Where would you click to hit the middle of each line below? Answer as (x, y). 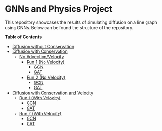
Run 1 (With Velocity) (40, 98)
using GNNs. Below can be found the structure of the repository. (69, 27)
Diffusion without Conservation (43, 46)
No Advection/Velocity (42, 56)
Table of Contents (23, 37)
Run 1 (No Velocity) (45, 62)
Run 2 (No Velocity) (46, 77)
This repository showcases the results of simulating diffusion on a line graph (81, 22)
